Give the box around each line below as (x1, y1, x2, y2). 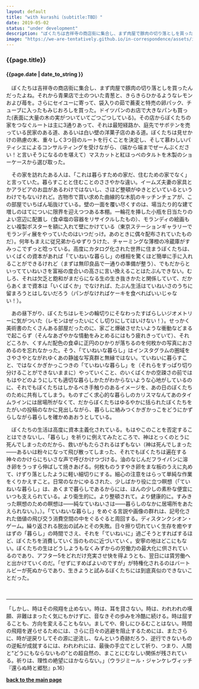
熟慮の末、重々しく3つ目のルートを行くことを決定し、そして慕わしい (16, 136, 186, 143)
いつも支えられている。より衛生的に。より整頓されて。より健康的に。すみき (6, 493, 192, 500)
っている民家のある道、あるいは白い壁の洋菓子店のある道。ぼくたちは (6, 129, 178, 136)
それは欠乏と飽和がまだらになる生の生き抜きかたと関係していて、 (21, 275, 182, 282)
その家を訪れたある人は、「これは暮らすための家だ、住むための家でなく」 (11, 171, 191, 178)
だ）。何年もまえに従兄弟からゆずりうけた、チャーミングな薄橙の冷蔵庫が (6, 238, 185, 245)
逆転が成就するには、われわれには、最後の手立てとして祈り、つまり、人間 (11, 642, 192, 649)
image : (6, 36, 23, 42)
